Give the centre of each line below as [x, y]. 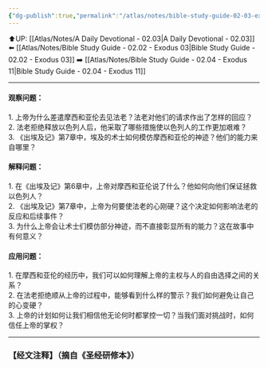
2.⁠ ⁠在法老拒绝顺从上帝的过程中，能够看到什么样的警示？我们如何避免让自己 [131, 295]
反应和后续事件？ [36, 216]
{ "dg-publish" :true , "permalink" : [64, 16]
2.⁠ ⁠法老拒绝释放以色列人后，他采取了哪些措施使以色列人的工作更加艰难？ [128, 127]
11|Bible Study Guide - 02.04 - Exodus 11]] [77, 71]
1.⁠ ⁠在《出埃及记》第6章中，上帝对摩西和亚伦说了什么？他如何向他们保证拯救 [133, 186]
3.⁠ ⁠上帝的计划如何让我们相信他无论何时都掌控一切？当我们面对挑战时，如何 [131, 315]
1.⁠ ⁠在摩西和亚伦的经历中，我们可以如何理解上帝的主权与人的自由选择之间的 [130, 275]
